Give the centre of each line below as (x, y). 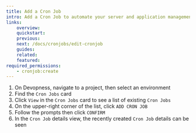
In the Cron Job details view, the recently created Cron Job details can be (102, 119)
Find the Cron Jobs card (43, 94)
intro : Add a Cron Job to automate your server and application (86, 17)
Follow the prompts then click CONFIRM (60, 113)
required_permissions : (34, 66)
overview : (29, 28)
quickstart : (31, 33)
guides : (26, 50)
